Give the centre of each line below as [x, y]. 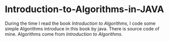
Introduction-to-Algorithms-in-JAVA [85, 9]
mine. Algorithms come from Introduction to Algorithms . [64, 34]
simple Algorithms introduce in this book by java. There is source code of [82, 28]
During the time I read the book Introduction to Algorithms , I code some [80, 23]
